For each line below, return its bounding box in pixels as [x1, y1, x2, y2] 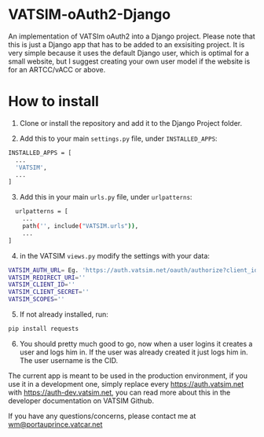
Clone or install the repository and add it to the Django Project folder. [19, 118, 243, 127]
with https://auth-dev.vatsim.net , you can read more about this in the [8, 387, 231, 397]
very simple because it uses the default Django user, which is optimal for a [8, 48, 250, 57]
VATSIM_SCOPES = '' [8, 296, 65, 303]
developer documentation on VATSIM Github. [8, 395, 155, 406]
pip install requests [8, 325, 79, 332]
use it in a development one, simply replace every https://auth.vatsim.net [8, 379, 244, 388]
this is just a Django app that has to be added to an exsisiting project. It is [8, 39, 245, 49]
